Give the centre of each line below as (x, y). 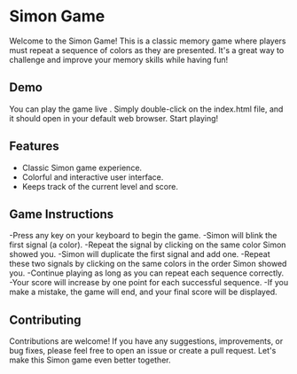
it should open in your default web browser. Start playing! (114, 118)
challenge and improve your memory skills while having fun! (119, 59)
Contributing (45, 319)
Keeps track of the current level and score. (100, 186)
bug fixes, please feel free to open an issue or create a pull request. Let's (143, 351)
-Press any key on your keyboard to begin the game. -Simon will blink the (143, 236)
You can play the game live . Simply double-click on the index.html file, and (146, 109)
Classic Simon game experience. (82, 168)
